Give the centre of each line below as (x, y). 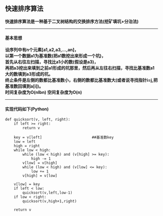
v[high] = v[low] (40, 176)
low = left (25, 142)
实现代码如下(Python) (27, 109)
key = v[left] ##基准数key (64, 138)
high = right (27, 146)
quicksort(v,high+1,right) (50, 201)
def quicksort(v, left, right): (38, 120)
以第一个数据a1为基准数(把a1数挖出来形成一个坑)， (55, 56)
